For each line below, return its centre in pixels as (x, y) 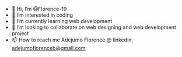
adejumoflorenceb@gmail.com (48, 48)
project (20, 33)
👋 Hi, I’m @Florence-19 (39, 9)
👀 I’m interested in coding (42, 15)
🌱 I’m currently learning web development (62, 21)
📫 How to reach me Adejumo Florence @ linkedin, (72, 40)
